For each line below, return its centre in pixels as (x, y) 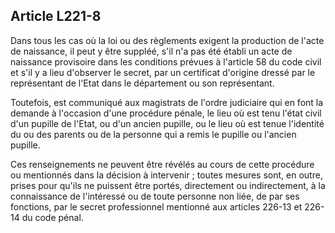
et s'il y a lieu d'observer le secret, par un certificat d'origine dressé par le (163, 72)
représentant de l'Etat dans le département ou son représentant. (142, 83)
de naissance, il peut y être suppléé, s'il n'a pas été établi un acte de (151, 51)
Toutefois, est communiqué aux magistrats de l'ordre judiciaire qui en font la (167, 102)
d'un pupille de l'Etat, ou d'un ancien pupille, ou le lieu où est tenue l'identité (167, 123)
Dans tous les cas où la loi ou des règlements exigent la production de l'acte (167, 40)
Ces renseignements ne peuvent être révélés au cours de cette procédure (162, 164)
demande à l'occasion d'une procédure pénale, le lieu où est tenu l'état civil (166, 113)
